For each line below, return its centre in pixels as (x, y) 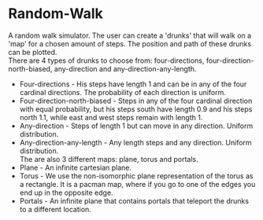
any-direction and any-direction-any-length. (125, 68)
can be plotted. (33, 52)
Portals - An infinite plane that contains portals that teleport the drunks (134, 200)
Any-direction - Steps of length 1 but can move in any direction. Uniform (136, 126)
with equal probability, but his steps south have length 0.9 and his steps (136, 109)
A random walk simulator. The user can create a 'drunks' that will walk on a (130, 35)
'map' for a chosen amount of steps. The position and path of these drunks (130, 43)
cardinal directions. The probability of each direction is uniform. (123, 92)
